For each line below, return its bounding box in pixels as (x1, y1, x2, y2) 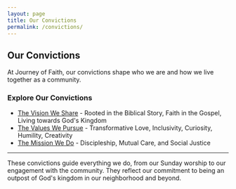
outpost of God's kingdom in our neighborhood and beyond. (7, 174, 181, 183)
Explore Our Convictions (7, 93, 93, 103)
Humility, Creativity (17, 131, 73, 140)
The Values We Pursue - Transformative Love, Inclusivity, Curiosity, (17, 124, 213, 132)
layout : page (7, 10, 46, 18)
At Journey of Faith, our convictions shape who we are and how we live (7, 68, 214, 77)
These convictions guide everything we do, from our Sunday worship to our (7, 159, 226, 167)
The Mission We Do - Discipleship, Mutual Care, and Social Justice (17, 138, 211, 148)
